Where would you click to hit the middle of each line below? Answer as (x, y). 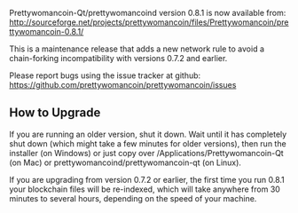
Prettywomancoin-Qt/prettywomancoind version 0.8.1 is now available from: (148, 13)
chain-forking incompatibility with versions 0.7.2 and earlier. (118, 58)
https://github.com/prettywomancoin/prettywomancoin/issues (123, 85)
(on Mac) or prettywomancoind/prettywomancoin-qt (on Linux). (125, 162)
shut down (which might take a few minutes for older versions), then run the (148, 143)
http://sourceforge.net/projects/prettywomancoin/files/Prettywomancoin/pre (149, 22)
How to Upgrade (55, 113)
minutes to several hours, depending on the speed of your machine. (133, 198)
